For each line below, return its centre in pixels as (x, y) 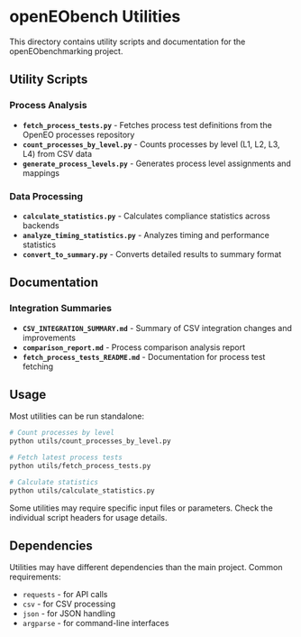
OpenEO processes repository (78, 134)
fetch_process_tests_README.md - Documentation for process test (144, 356)
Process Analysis (48, 106)
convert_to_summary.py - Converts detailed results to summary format (152, 254)
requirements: (35, 577)
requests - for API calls (65, 595)
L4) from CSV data (57, 153)
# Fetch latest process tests (66, 457)
